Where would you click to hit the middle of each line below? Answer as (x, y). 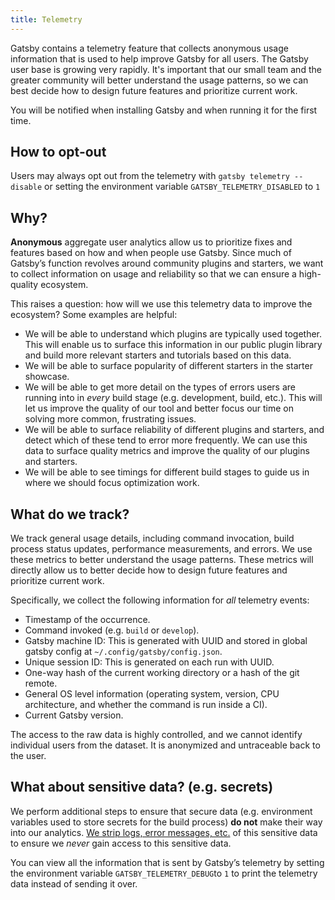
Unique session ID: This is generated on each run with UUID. (149, 662)
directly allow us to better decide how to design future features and (149, 570)
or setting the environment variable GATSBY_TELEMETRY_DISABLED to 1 (182, 187)
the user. (28, 756)
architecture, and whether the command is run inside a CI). (146, 705)
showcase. (47, 377)
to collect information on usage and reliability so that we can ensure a (153, 274)
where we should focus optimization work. (112, 483)
